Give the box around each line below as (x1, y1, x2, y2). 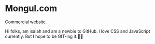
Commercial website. (5, 19, 47, 25)
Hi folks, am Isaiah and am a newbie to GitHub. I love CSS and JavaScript (5, 28, 151, 34)
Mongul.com (5, 3, 57, 14)
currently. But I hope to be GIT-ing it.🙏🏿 (5, 33, 84, 39)
